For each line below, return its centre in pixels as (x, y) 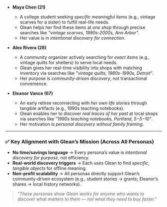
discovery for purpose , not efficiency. (51, 158)
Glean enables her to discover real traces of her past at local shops (89, 113)
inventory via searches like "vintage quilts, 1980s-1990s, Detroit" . (87, 73)
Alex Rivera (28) (29, 48)
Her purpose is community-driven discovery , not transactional (83, 78)
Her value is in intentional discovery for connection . (73, 38)
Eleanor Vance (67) (33, 93)
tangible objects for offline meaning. (49, 168)
